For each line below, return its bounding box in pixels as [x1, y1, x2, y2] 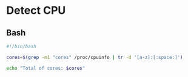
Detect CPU [6, 4, 66, 17]
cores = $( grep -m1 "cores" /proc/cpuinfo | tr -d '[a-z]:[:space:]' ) [6, 54, 183, 60]
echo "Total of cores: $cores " [6, 65, 86, 71]
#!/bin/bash [6, 43, 36, 49]
